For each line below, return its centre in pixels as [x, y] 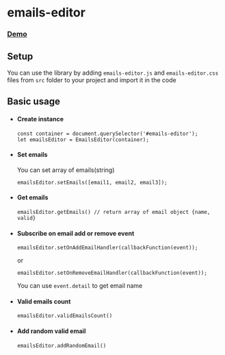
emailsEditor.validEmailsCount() [65, 316]
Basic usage [34, 102]
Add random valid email [51, 331]
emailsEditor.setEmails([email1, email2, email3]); [92, 182]
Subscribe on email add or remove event [76, 233]
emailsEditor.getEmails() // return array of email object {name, [114, 212]
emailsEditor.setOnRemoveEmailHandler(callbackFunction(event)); [112, 273]
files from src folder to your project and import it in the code [92, 79]
